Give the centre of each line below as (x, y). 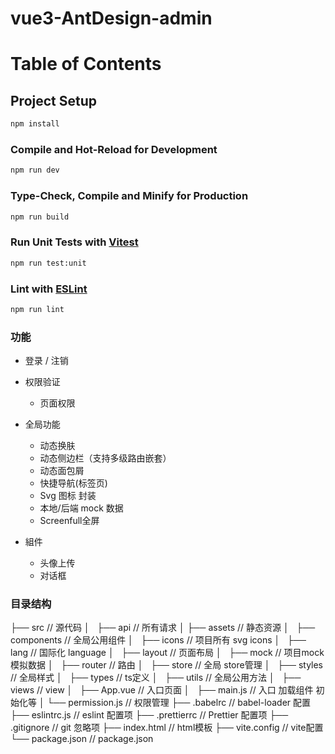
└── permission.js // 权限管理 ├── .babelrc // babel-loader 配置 (179, 703)
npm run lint (37, 309)
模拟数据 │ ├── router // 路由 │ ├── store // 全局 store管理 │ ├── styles (167, 665)
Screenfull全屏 (69, 521)
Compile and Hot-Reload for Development (114, 149)
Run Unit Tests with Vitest (74, 242)
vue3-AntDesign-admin (111, 18)
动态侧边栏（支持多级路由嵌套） (105, 458)
